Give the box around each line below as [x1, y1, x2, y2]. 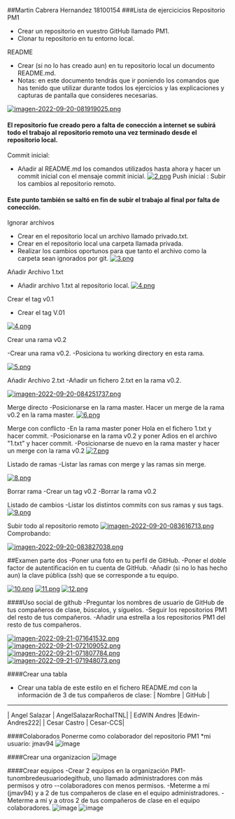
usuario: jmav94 [7, 739, 54, 748]
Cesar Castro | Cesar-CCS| [46, 718, 124, 727]
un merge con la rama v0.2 [7, 447, 85, 455]
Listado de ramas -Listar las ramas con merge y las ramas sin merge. [7, 460, 206, 469]
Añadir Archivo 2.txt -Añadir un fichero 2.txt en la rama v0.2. [7, 376, 182, 385]
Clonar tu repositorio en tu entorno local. [17, 34, 135, 43]
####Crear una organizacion [7, 753, 91, 762]
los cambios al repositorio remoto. [17, 180, 116, 188]
